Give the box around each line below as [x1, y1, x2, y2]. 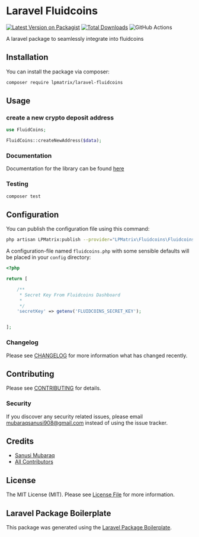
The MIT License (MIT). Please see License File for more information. [6, 491, 175, 498]
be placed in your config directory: [6, 254, 91, 261]
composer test [6, 193, 41, 199]
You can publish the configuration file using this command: [6, 225, 150, 232]
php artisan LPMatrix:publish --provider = [6, 237, 113, 243]
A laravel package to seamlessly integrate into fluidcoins [6, 35, 144, 42]
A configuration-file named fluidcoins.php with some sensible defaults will [6, 247, 190, 255]
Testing [6, 180, 28, 188]
